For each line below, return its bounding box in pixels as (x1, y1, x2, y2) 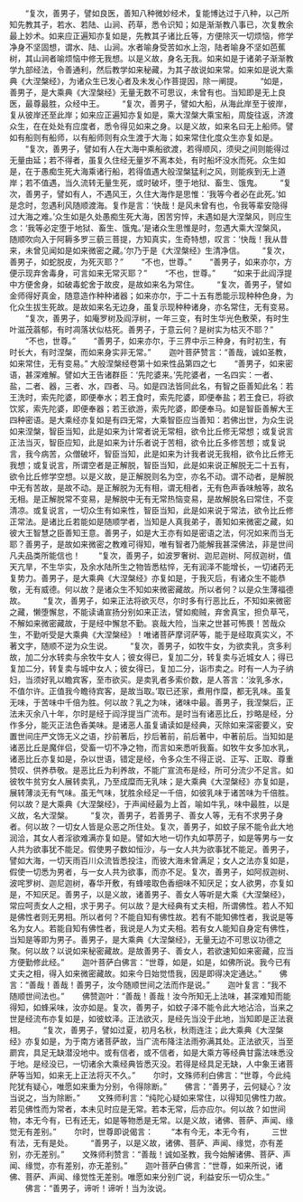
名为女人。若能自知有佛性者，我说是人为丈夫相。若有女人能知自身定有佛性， (9, 923, 294, 934)
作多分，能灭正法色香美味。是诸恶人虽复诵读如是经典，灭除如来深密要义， (9, 719, 286, 730)
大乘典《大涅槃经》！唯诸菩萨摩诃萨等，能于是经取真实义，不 (64, 629, 294, 640)
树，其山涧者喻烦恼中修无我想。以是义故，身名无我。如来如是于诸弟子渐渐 (9, 53, 286, 63)
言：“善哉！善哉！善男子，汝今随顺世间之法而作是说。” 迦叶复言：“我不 (9, 980, 287, 990)
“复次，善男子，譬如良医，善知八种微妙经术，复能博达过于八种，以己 (24, 8, 282, 18)
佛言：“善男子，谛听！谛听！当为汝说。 (24, 1183, 171, 1193)
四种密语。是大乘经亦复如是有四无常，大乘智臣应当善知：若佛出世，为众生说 (9, 415, 294, 425)
